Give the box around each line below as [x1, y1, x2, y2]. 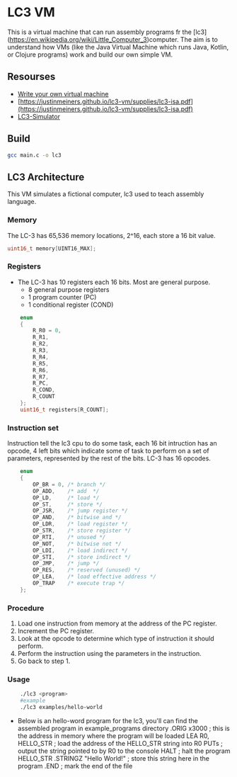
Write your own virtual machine [17, 89, 109, 98]
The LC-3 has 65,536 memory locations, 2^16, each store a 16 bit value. [7, 231, 216, 239]
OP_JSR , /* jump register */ [33, 507, 129, 514]
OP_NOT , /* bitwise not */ [33, 540, 122, 548]
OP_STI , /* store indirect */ [33, 553, 132, 560]
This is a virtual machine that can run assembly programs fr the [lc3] [7, 28, 207, 36]
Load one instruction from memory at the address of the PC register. [17, 619, 217, 628]
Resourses [7, 71, 56, 83]
